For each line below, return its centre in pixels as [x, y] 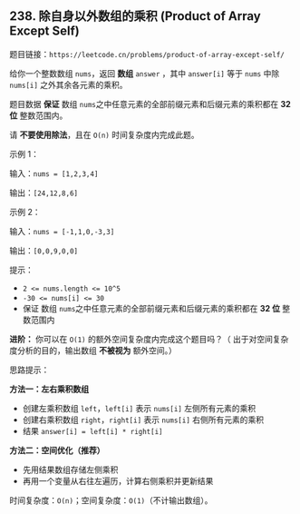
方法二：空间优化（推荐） [57, 450]
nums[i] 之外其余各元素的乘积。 [69, 84]
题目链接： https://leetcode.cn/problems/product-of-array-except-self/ [147, 54]
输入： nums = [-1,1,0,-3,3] [62, 231]
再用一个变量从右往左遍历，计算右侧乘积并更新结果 [118, 480]
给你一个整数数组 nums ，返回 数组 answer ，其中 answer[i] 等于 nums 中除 [145, 73]
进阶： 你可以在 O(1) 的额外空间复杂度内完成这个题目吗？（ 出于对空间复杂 [149, 339]
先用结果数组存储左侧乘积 [70, 470]
